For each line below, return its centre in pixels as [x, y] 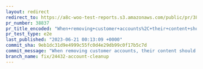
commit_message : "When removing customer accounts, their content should [101, 51]
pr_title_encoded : [29, 28]
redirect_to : [22, 17]
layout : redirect [28, 12]
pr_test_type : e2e [29, 34]
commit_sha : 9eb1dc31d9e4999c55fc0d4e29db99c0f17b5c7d [76, 46]
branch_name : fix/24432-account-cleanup [58, 56]
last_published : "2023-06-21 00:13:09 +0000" [64, 40]
